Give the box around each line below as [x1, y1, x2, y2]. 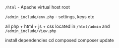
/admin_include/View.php [5, 29, 57, 34]
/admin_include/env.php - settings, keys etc [5, 14, 95, 19]
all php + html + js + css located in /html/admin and [5, 23, 110, 29]
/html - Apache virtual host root [5, 4, 70, 10]
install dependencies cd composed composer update [5, 37, 114, 43]
